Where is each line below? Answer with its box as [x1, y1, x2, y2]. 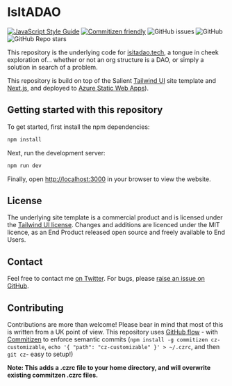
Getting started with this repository [7, 104, 163, 116]
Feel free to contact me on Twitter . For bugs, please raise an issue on [7, 275, 205, 283]
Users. [7, 236, 26, 244]
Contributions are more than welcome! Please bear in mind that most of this [7, 320, 224, 328]
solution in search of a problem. [7, 63, 99, 71]
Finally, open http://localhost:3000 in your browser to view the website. [7, 175, 211, 183]
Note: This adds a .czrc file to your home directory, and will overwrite [7, 363, 211, 371]
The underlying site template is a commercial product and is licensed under [7, 213, 224, 222]
